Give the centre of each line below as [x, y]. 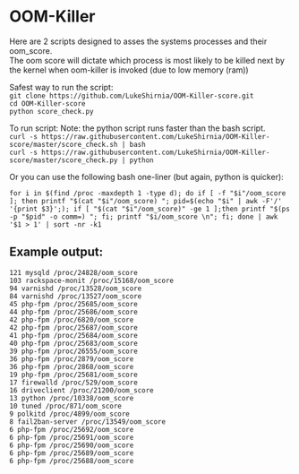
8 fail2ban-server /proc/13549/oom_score [88, 422]
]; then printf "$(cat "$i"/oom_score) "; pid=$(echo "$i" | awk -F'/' [145, 201]
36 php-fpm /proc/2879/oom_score [72, 359]
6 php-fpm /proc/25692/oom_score [72, 429]
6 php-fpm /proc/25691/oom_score [72, 437]
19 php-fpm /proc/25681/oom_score [74, 375]
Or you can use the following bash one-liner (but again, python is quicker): [146, 177]
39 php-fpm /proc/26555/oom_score [74, 351]
